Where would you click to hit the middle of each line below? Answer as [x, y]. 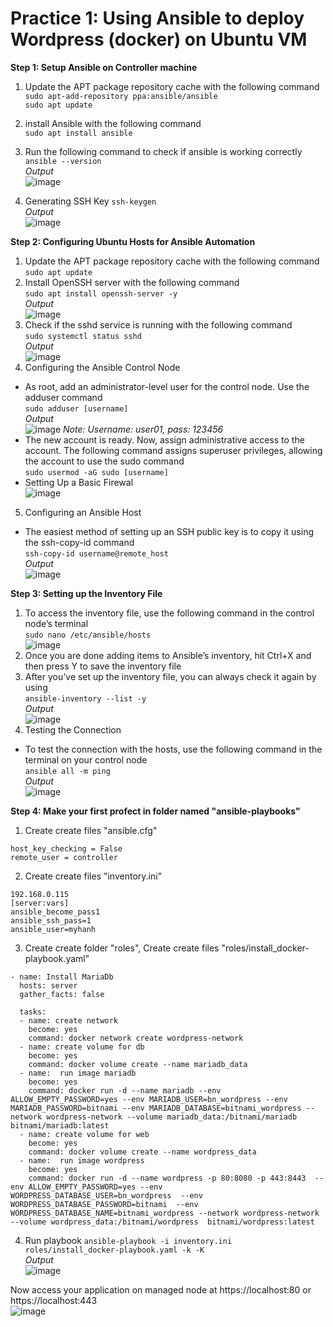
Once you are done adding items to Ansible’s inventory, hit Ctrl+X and [168, 655]
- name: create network [68, 1020]
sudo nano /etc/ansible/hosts [88, 635]
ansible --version [63, 161]
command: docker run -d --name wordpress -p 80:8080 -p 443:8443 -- [176, 1178]
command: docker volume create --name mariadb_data [138, 1064]
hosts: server [48, 985]
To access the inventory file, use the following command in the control [169, 613]
